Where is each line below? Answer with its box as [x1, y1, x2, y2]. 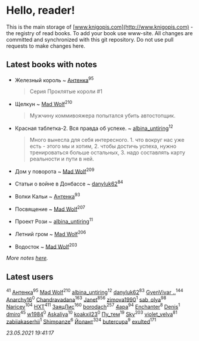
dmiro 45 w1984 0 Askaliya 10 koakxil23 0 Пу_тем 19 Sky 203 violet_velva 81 [6, 309, 178, 318]
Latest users [6, 272, 54, 282]
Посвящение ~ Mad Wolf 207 [14, 204, 85, 212]
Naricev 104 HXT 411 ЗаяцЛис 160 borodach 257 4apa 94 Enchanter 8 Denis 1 [6, 302, 181, 311]
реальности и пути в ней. [29, 155, 94, 162]
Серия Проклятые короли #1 [29, 88, 102, 95]
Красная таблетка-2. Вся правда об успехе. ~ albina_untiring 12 [14, 123, 173, 132]
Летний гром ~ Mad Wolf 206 [14, 230, 86, 237]
